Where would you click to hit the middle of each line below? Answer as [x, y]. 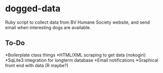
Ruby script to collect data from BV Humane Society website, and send [78, 22]
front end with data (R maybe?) [37, 65]
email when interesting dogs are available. [48, 27]
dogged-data [33, 9]
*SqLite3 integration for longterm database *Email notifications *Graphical [82, 60]
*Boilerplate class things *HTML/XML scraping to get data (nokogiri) [76, 55]
